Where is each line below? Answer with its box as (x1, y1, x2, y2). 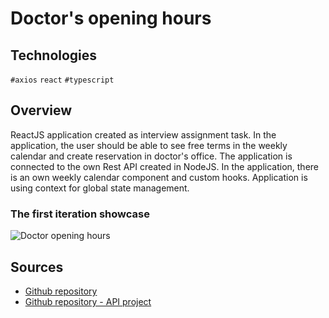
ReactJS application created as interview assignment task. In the (10, 128, 277, 141)
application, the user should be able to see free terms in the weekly (10, 139, 288, 151)
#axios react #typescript (10, 75, 115, 85)
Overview (10, 102, 73, 119)
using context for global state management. (10, 182, 190, 194)
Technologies (10, 47, 98, 64)
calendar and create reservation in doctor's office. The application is (10, 150, 293, 162)
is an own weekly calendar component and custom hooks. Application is (10, 171, 308, 183)
